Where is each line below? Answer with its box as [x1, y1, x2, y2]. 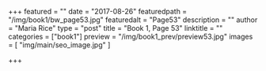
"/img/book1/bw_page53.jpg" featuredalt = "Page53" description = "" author [8, 15, 258, 24]
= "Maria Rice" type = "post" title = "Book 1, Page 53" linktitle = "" [8, 24, 223, 32]
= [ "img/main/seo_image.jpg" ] [8, 40, 111, 50]
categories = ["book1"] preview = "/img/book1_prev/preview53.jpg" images [8, 32, 253, 41]
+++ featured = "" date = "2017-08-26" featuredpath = [8, 7, 188, 16]
